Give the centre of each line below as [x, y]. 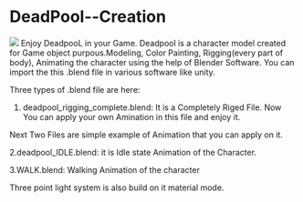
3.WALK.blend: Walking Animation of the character [105, 169]
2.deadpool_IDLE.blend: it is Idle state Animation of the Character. [133, 152]
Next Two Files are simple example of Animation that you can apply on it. [146, 135]
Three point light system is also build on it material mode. [117, 187]
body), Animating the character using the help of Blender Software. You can [152, 62]
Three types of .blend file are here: [75, 89]
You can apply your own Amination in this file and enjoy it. [131, 116]
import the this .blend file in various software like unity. [113, 72]
